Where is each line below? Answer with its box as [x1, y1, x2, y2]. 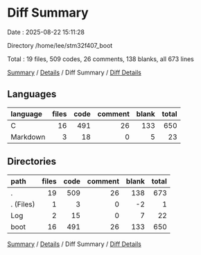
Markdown [10, 132, 46, 142]
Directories [7, 156, 57, 167]
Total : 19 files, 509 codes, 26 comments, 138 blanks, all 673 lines [7, 54, 194, 63]
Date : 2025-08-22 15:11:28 [7, 28, 85, 36]
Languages [7, 88, 57, 100]
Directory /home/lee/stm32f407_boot [7, 41, 113, 49]
